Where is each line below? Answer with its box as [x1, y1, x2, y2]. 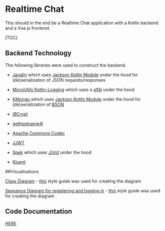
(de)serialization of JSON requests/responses [12, 77, 106, 83]
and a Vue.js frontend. [5, 25, 50, 31]
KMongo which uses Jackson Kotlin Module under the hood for [12, 96, 141, 102]
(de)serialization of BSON [12, 101, 64, 107]
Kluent [12, 159, 26, 165]
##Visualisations [5, 168, 39, 174]
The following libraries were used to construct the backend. [5, 62, 127, 68]
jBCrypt [12, 111, 28, 117]
